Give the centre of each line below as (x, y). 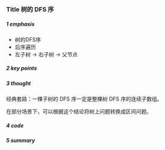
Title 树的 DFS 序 (30, 9)
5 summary (21, 141)
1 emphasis (20, 24)
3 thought (19, 83)
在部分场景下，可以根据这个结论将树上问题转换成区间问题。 (79, 111)
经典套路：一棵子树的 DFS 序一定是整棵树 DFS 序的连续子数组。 (84, 99)
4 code (15, 125)
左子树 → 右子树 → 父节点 (46, 54)
